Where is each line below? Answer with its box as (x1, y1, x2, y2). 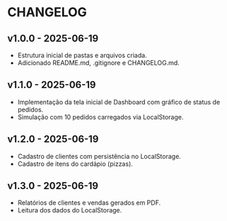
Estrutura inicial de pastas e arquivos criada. (17, 51, 147, 59)
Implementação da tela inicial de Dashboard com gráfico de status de (17, 97, 221, 106)
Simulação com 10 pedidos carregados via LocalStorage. (17, 112, 184, 121)
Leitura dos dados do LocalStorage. (17, 206, 122, 215)
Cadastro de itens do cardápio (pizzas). (17, 160, 133, 168)
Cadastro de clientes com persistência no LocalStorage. (17, 152, 182, 160)
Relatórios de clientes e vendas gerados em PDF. (17, 198, 161, 207)
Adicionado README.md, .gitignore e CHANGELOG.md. (17, 59, 180, 67)
